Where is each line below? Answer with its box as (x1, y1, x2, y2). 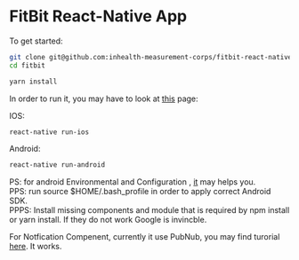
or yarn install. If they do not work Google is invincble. (9, 215, 207, 225)
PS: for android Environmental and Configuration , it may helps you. (9, 177, 256, 187)
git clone (9, 52, 46, 61)
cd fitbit (9, 60, 46, 70)
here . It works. (9, 241, 62, 252)
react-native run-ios (9, 127, 90, 137)
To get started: (9, 35, 64, 46)
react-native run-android (9, 161, 105, 169)
